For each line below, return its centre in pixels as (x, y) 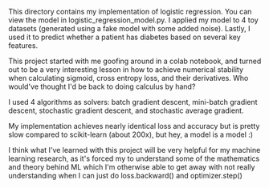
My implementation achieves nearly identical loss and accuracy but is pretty (134, 126)
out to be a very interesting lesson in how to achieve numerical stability (126, 70)
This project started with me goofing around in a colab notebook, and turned (135, 61)
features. (23, 46)
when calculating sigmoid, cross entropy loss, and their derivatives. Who (128, 78)
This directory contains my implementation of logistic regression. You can (130, 12)
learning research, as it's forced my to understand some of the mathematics (134, 158)
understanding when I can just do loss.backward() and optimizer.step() (126, 176)
